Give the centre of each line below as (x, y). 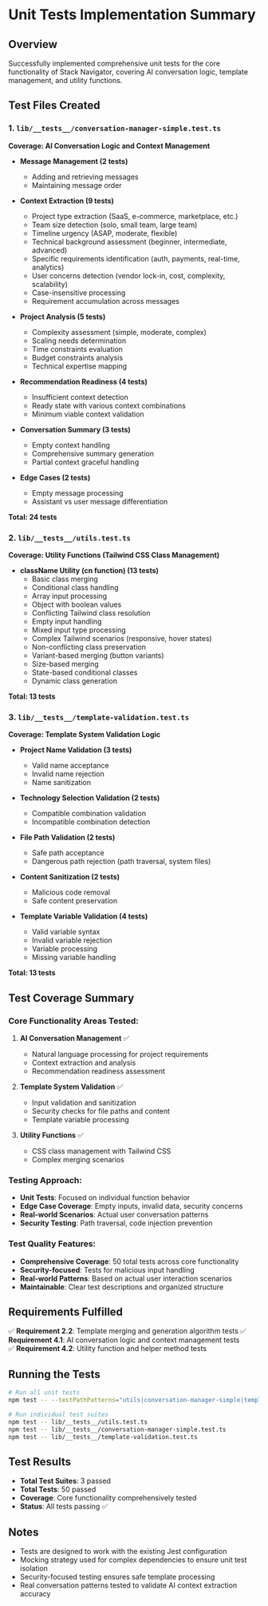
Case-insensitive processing (79, 293)
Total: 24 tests (33, 516)
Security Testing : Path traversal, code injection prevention (116, 1223)
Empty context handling (71, 444)
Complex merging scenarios (78, 1159)
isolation (33, 1568)
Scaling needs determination (79, 341)
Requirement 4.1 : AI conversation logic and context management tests (124, 1340)
